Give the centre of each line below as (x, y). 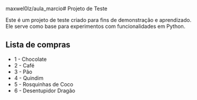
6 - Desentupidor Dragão (44, 91)
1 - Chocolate (30, 59)
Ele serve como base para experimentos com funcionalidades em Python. (96, 26)
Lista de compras (38, 45)
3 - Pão (23, 72)
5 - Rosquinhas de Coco (43, 84)
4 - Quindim (29, 78)
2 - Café (24, 65)
